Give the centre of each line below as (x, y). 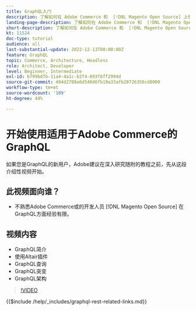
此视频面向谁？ (33, 191)
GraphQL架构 (30, 279)
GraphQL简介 (30, 250)
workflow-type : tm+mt (32, 88)
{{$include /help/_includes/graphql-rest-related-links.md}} (77, 302)
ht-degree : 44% (24, 98)
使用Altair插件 (31, 257)
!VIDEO (29, 291)
